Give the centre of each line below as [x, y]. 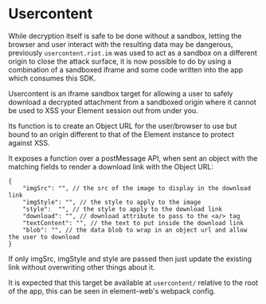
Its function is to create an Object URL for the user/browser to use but [123, 126]
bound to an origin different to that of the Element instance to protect [121, 134]
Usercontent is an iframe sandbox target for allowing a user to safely [121, 93]
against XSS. [29, 142]
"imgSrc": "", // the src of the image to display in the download [137, 188]
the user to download [44, 237]
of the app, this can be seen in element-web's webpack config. [112, 290]
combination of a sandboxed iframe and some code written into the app [126, 69]
